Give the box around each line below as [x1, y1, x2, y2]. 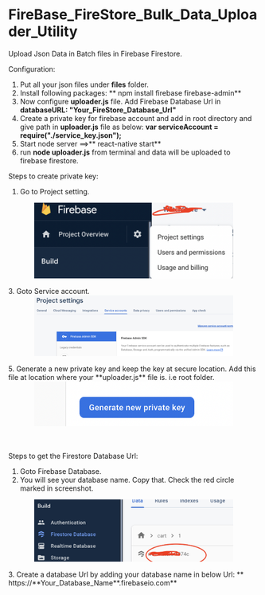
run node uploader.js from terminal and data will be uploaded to [19, 147, 231, 157]
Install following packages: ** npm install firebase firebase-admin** [19, 88, 242, 97]
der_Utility [8, 22, 78, 41]
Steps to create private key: [8, 171, 99, 181]
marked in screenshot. [19, 483, 94, 493]
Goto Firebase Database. [19, 466, 102, 476]
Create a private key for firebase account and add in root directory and [19, 113, 252, 123]
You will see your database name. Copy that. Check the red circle [19, 475, 235, 484]
